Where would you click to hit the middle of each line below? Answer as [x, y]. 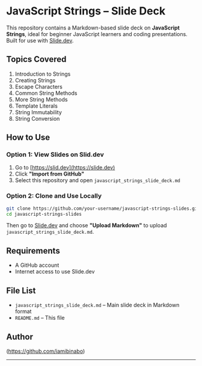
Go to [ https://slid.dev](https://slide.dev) [65, 168]
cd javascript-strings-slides [44, 214]
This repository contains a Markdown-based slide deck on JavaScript [93, 28]
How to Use [28, 137]
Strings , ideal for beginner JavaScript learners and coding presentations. [97, 34]
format [23, 311]
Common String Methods [46, 93]
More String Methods [41, 99]
